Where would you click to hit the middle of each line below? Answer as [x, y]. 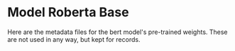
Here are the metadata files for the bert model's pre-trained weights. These [118, 32]
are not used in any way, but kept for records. [74, 39]
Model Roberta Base [68, 12]
